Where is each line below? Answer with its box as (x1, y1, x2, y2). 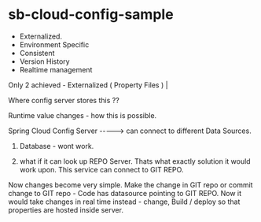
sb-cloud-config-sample (8, 6, 175, 24)
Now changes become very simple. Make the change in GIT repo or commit (8, 179, 253, 190)
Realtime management (19, 65, 93, 74)
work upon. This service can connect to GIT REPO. (19, 165, 184, 174)
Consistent (19, 48, 55, 57)
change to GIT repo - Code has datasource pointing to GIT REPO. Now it (8, 188, 242, 198)
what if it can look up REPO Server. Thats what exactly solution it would (19, 156, 251, 166)
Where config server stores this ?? (8, 95, 119, 105)
